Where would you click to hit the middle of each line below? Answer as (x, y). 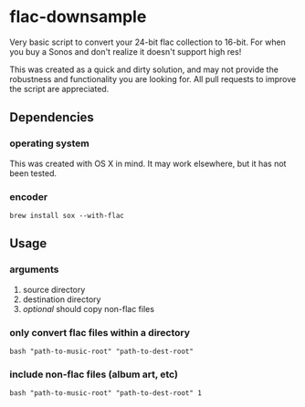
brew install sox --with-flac (67, 215)
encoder (29, 196)
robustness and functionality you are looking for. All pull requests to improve (153, 78)
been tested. (33, 173)
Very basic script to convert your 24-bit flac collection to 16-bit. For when (147, 42)
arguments (34, 269)
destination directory (62, 299)
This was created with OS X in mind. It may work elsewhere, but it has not (148, 163)
